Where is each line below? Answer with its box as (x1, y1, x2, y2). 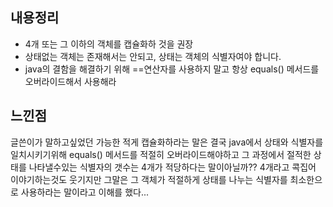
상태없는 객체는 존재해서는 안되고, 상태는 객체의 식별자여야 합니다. (24, 50, 282, 62)
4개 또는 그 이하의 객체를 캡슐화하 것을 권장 (24, 38, 194, 50)
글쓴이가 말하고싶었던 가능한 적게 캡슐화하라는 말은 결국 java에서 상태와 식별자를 (10, 136, 324, 148)
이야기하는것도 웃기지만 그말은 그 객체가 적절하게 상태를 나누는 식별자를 (10, 173, 288, 185)
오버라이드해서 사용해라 (24, 75, 117, 87)
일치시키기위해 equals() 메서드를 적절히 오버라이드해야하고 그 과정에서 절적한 (10, 148, 312, 160)
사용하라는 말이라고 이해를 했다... (20, 186, 150, 198)
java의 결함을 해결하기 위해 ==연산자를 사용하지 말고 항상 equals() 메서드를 (24, 63, 320, 75)
